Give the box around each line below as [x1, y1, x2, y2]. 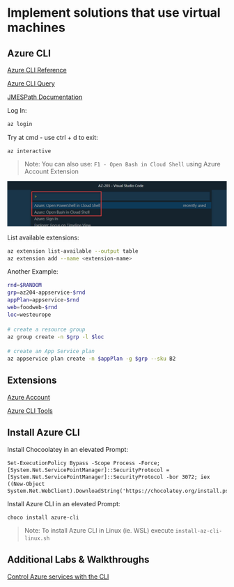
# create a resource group [7, 326, 86, 333]
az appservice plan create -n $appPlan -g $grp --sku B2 [7, 355, 176, 363]
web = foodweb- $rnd [7, 304, 58, 311]
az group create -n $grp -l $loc [7, 333, 104, 341]
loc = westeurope [7, 311, 52, 318]
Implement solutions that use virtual [7, 5, 221, 21]
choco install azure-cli [7, 514, 79, 521]
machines [7, 19, 66, 36]
